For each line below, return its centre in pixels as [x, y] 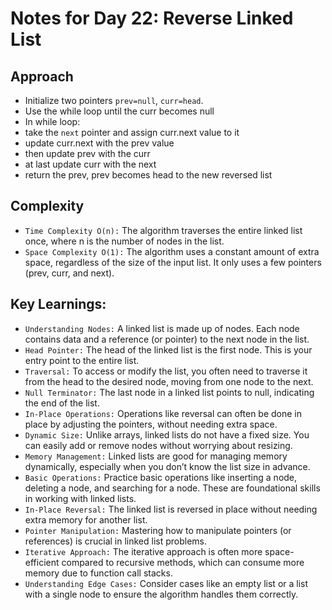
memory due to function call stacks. [98, 573]
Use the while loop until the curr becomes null [119, 111]
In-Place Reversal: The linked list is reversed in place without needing [171, 509]
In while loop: [52, 121]
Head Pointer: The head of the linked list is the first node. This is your [168, 349]
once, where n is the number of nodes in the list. [124, 241]
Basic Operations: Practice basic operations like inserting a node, [161, 477]
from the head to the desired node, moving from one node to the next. [169, 381]
